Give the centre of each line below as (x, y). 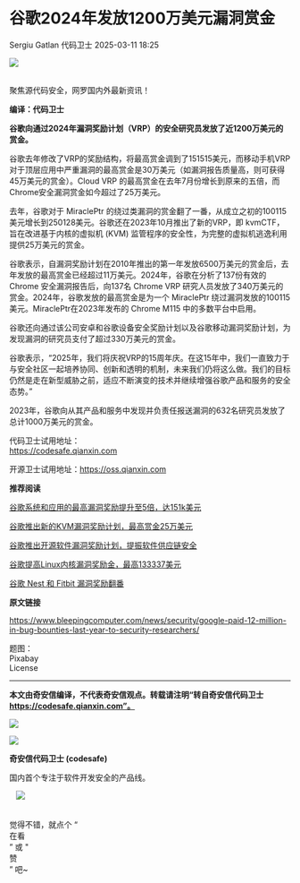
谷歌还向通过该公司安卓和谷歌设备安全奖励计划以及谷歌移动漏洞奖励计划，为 (150, 327)
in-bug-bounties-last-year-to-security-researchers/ (104, 630)
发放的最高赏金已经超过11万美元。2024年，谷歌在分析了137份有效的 (142, 275)
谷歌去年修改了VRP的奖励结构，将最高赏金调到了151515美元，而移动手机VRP (150, 159)
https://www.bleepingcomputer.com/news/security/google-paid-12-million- (148, 620)
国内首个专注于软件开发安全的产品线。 (79, 777)
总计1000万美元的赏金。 (54, 421)
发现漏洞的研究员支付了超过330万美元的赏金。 (95, 339)
